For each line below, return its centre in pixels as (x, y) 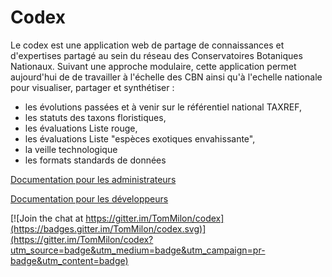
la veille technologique (71, 149)
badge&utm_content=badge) (69, 260)
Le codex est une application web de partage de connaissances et (147, 45)
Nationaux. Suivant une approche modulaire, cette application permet (153, 66)
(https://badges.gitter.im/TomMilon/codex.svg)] (108, 228)
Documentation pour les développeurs (89, 198)
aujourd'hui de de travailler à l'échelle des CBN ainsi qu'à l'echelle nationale (166, 77)
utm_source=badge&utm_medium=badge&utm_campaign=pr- (138, 250)
